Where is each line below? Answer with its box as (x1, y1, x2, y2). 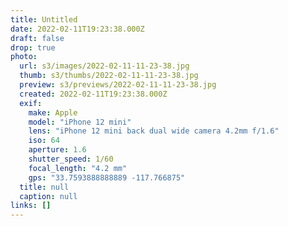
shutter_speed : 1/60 (28, 154, 114, 164)
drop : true (10, 42, 56, 53)
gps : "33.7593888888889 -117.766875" (28, 172, 186, 183)
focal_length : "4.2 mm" (28, 163, 128, 173)
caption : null (19, 191, 78, 201)
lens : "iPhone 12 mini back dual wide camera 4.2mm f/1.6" (28, 126, 280, 136)
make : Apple (28, 107, 78, 118)
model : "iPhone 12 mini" (28, 117, 132, 127)
